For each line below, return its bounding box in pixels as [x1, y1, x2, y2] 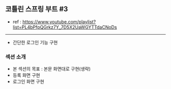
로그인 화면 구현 [12, 78, 44, 85]
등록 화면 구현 [12, 72, 40, 78]
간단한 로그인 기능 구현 [12, 39, 58, 45]
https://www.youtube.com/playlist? [22, 18, 96, 24]
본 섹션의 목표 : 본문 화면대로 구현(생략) [12, 66, 91, 72]
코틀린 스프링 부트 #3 [5, 5, 68, 14]
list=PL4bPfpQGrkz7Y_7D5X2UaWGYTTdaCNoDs [12, 24, 117, 30]
